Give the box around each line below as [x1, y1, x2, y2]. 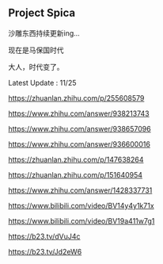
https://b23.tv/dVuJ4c [8, 231, 81, 241]
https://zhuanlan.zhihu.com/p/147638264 [8, 155, 144, 164]
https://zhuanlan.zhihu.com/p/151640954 [8, 170, 143, 179]
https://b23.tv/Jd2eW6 [8, 247, 82, 256]
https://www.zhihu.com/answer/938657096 [8, 124, 152, 133]
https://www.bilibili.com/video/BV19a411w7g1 [8, 216, 155, 225]
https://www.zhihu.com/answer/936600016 [8, 139, 150, 149]
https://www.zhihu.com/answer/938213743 [8, 109, 150, 118]
